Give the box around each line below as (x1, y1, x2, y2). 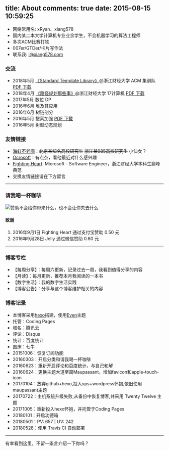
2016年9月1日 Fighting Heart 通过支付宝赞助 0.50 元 (12, 229, 120, 235)
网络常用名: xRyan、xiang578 (12, 26, 74, 32)
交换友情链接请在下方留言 (12, 173, 66, 179)
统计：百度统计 (12, 337, 44, 343)
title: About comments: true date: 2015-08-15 (5, 4, 151, 13)
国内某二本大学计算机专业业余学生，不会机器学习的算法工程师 (12, 32, 141, 38)
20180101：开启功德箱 (12, 412, 59, 418)
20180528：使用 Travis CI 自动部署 (12, 425, 86, 431)
